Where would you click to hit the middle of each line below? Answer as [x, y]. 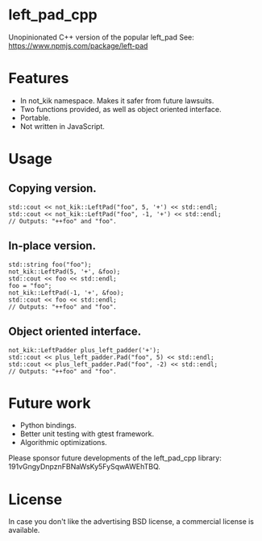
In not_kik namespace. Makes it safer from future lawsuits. [117, 100]
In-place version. [52, 246]
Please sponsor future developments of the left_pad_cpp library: [115, 458]
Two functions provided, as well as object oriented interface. [121, 109]
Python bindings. [48, 426]
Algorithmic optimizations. [63, 443]
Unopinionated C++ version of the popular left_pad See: [102, 37]
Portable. [35, 118]
